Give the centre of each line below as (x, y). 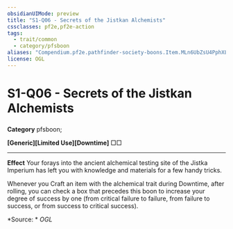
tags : (15, 33)
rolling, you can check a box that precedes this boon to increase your (106, 191)
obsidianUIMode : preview (43, 14)
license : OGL (26, 59)
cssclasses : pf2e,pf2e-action (51, 26)
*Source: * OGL (30, 219)
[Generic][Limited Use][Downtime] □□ (65, 143)
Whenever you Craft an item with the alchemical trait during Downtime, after (116, 183)
